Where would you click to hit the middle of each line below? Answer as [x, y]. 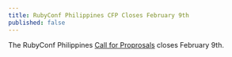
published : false [37, 23]
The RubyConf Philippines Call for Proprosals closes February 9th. [116, 45]
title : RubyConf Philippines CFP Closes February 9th [99, 15]
